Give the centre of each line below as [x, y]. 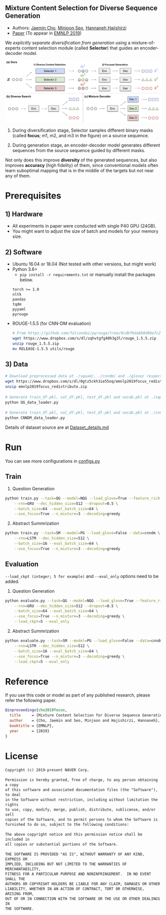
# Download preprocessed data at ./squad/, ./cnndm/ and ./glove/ [75, 376]
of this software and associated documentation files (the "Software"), [82, 790]
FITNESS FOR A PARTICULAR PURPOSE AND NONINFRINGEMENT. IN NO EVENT [78, 874]
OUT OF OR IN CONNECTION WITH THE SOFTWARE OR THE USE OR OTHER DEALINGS [83, 899]
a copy [12, 785]
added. [12, 581]
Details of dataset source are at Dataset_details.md [57, 427]
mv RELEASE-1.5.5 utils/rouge [43, 349]
